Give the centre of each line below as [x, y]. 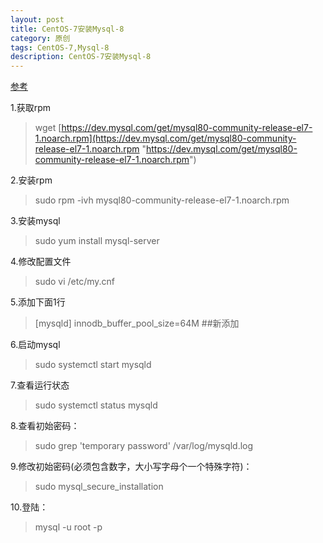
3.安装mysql [35, 221]
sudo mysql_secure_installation [99, 487]
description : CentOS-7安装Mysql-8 [81, 57]
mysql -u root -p [68, 527]
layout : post [37, 19]
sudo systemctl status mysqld [96, 405]
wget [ [48, 128]
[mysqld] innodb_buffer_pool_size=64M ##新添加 [137, 323]
